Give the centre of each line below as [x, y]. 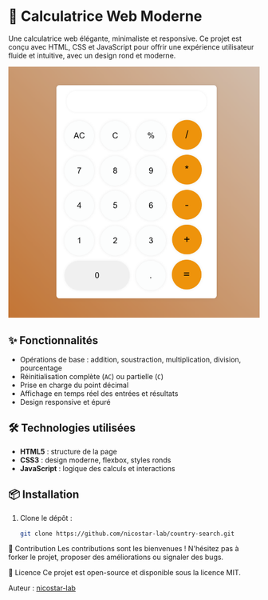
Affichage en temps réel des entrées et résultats [99, 393]
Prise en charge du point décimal [74, 385]
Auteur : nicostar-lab [42, 588]
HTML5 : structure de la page [68, 451]
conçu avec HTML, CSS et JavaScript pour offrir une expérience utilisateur [131, 46]
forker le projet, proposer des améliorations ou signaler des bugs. [116, 557]
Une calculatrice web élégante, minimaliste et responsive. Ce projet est [125, 38]
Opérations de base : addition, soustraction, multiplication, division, [130, 359]
